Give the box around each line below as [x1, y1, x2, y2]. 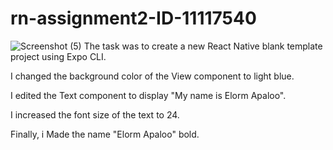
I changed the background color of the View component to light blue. [10, 70, 295, 82]
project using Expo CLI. [10, 50, 107, 62]
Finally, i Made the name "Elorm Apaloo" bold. [10, 128, 200, 140]
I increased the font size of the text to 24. [10, 108, 180, 121]
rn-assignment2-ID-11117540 [10, 7, 257, 30]
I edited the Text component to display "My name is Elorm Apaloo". [10, 89, 287, 101]
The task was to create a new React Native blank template [83, 40, 323, 52]
